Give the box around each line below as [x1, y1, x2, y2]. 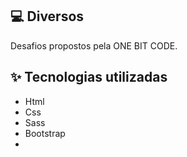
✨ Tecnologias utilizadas [10, 69, 168, 86]
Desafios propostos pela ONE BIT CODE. [10, 39, 178, 52]
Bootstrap [24, 127, 66, 139]
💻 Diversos [10, 8, 85, 25]
